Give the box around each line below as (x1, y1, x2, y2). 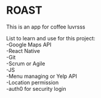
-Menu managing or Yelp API (6, 72, 78, 80)
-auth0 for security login (6, 85, 66, 92)
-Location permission (6, 78, 59, 86)
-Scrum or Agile (6, 60, 45, 67)
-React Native (6, 47, 41, 54)
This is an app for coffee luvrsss (6, 23, 85, 30)
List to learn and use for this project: (6, 34, 96, 42)
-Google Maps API (6, 41, 52, 48)
